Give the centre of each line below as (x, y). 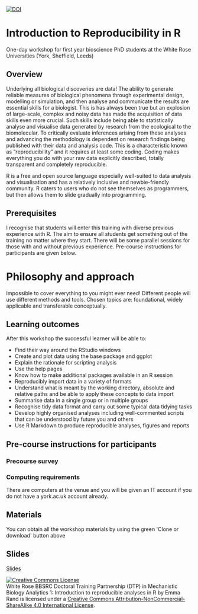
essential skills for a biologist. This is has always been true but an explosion (98, 107)
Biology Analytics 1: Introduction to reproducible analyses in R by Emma (93, 592)
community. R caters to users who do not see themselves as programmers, (98, 188)
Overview (25, 74)
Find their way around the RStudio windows (68, 350)
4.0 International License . (64, 605)
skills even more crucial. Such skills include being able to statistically (90, 120)
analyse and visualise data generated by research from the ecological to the (99, 126)
